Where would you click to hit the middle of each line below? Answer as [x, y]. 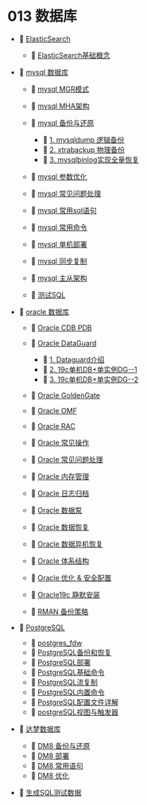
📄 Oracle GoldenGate [66, 395]
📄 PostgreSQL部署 [61, 662]
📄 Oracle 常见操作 [60, 442]
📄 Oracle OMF [54, 410]
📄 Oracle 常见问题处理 [67, 459]
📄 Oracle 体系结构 [60, 561]
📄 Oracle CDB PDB [61, 328]
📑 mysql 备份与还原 [62, 122]
